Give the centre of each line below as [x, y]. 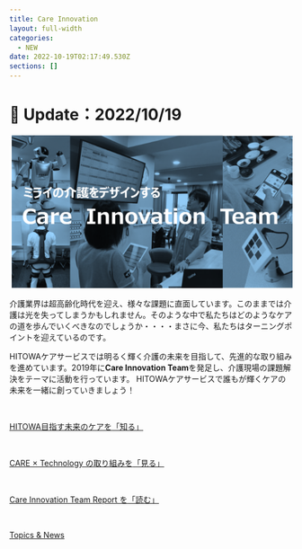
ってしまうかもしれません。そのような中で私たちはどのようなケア [170, 315]
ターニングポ [269, 326]
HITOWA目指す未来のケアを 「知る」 [76, 427]
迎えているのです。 [75, 338]
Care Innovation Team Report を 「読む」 [84, 500]
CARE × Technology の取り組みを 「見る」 [87, 464]
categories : [31, 38]
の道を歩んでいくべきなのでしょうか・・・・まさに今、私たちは [127, 326]
